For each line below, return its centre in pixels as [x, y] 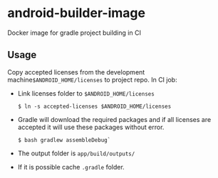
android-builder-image [77, 13]
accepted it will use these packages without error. [91, 127]
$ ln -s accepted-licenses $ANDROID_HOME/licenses [94, 106]
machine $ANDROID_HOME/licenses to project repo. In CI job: [92, 79]
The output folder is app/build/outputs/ [76, 153]
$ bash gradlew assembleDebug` [64, 140]
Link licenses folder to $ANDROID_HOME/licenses [86, 93]
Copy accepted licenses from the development [76, 72]
